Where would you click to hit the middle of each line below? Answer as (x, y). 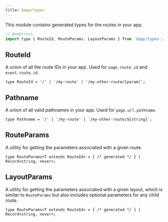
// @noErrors (19, 34)
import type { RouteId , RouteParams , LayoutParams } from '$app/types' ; (85, 39)
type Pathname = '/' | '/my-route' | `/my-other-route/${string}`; (79, 119)
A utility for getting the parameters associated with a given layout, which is (84, 189)
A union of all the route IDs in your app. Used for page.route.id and (76, 67)
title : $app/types (25, 10)
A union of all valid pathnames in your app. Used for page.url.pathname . (81, 110)
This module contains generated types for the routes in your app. (74, 25)
